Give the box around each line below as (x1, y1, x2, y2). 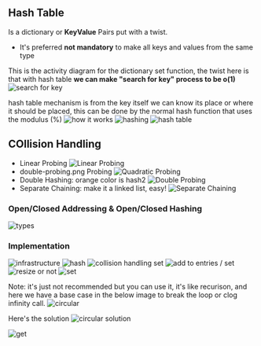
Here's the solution (8, 314, 70, 323)
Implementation (8, 240, 71, 251)
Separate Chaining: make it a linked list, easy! (19, 183, 167, 193)
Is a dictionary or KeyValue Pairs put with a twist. (8, 27, 168, 36)
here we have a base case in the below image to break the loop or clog (8, 290, 238, 300)
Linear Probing (19, 158, 68, 167)
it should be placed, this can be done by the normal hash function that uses (8, 106, 253, 116)
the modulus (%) (8, 114, 63, 124)
